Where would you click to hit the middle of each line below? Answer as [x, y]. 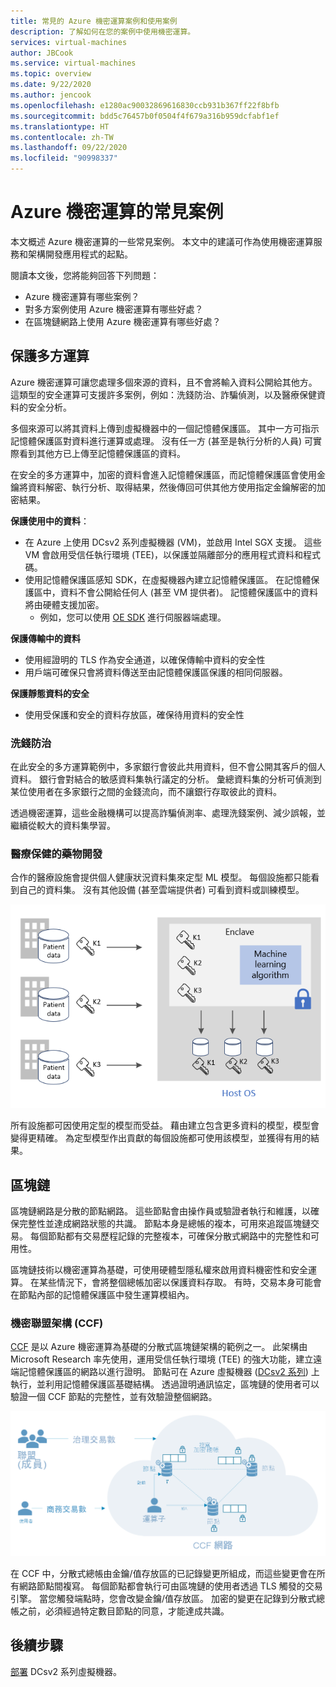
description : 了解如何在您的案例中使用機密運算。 [103, 31]
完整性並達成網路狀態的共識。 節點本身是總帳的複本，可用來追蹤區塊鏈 [164, 1223]
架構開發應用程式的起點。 [80, 254]
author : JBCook [42, 53]
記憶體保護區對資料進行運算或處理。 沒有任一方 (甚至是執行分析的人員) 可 [162, 441]
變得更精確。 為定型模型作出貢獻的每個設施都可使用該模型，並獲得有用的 [160, 1138]
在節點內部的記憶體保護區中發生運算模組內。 [102, 1294]
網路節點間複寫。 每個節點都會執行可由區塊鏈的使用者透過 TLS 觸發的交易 [170, 1586]
